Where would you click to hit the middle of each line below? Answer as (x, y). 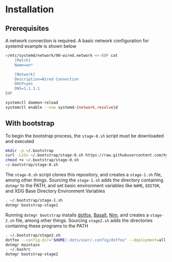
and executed (20, 141)
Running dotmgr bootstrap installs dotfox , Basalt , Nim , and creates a (77, 215)
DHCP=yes (24, 84)
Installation (30, 9)
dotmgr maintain (23, 245)
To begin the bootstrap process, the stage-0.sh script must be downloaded (84, 136)
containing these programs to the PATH (47, 226)
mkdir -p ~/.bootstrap (29, 150)
